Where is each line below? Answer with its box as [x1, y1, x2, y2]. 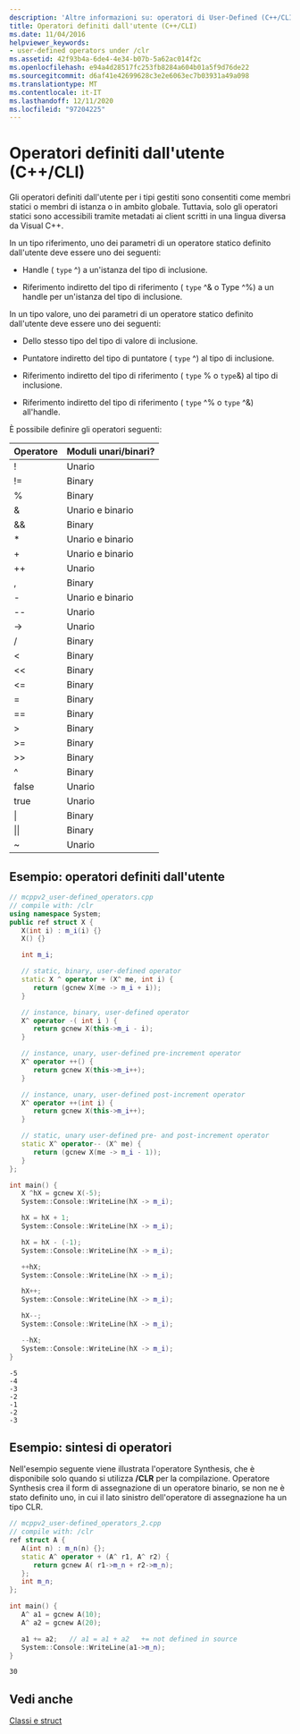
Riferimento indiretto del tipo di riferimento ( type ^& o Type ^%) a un [21, 282, 274, 293]
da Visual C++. [9, 220, 64, 231]
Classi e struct [9, 1715, 62, 1726]
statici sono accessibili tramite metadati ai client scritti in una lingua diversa [9, 211, 287, 222]
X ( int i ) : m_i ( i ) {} [21, 926, 102, 935]
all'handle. [21, 406, 61, 417]
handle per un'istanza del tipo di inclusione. [21, 292, 183, 303]
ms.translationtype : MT [9, 80, 98, 89]
